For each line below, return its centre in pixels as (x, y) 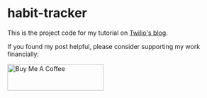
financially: (23, 54)
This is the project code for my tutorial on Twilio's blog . (88, 33)
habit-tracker (47, 13)
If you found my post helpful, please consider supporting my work (104, 46)
